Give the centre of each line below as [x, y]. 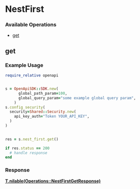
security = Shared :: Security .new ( [43, 112]
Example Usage [24, 65]
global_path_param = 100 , [43, 93]
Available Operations [31, 25]
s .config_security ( [25, 107]
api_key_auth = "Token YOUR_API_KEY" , [52, 117]
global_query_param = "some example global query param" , [77, 98]
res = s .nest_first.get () [32, 139]
